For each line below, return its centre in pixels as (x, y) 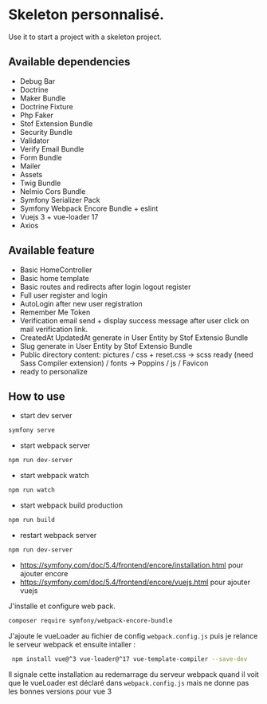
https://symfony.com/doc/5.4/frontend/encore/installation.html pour (132, 565)
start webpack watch (54, 476)
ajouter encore (44, 573)
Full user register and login (63, 295)
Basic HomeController (56, 270)
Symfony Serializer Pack (60, 200)
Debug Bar (37, 81)
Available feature (51, 250)
